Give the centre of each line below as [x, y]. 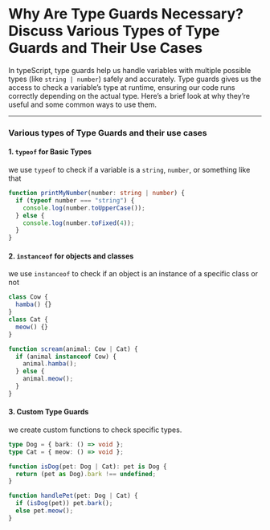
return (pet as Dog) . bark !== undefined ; [86, 474]
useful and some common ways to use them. [83, 104]
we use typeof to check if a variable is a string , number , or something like [129, 170]
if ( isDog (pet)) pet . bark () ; [64, 503]
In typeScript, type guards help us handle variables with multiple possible [130, 70]
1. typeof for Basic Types [50, 152]
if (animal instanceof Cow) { [66, 357]
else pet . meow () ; [45, 511]
